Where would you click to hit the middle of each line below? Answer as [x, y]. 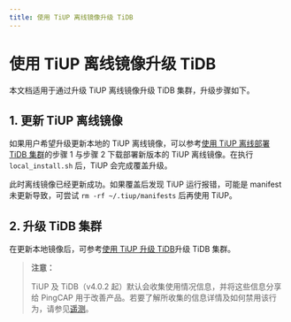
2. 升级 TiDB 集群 [56, 226]
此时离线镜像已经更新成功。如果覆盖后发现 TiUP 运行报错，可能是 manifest [145, 184]
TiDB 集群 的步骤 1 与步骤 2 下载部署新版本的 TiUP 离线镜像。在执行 [131, 155]
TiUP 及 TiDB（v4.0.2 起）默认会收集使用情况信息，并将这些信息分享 [156, 287]
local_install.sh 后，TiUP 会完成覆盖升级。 [91, 165]
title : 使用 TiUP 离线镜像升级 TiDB [71, 17]
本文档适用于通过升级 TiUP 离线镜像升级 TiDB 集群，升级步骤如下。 [132, 90]
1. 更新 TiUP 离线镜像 [66, 120]
